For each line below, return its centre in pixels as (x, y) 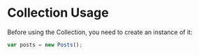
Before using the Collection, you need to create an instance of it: (100, 32)
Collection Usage (58, 13)
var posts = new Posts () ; (45, 45)
